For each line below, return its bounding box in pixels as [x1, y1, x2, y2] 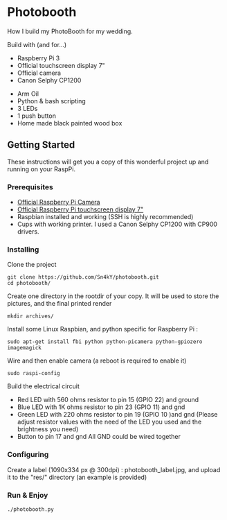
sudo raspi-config [7, 370, 60, 377]
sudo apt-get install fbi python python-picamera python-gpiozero [7, 338, 203, 345]
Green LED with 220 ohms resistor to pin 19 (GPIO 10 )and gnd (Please [17, 410, 218, 419]
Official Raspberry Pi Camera [17, 198, 100, 207]
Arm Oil [17, 89, 39, 98]
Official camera [17, 69, 61, 77]
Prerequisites [7, 182, 53, 191]
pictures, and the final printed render [7, 300, 112, 308]
